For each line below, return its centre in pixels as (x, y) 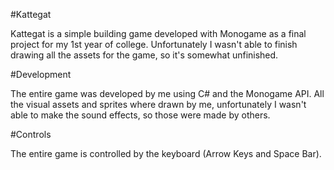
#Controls (31, 134)
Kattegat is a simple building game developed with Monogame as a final (158, 33)
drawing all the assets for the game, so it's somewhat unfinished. (144, 55)
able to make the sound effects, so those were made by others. (140, 115)
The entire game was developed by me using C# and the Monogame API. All (167, 93)
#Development (41, 74)
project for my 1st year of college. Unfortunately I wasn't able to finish (154, 44)
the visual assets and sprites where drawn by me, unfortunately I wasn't (158, 104)
